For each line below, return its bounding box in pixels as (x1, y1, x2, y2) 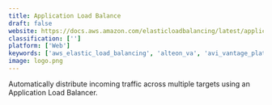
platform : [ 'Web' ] (8, 42, 70, 50)
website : (8, 27, 38, 35)
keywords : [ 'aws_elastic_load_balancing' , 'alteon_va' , (8, 49, 201, 57)
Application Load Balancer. (8, 87, 99, 97)
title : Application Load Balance (8, 11, 121, 20)
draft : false (8, 19, 53, 27)
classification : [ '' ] (8, 34, 82, 43)
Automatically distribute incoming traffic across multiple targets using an (8, 78, 251, 89)
